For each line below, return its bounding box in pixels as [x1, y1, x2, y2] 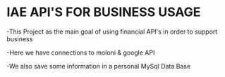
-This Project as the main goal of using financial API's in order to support [6, 27, 218, 36]
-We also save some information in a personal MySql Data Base [6, 62, 191, 70]
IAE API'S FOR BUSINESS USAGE [6, 4, 201, 20]
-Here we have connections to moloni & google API [6, 48, 155, 57]
